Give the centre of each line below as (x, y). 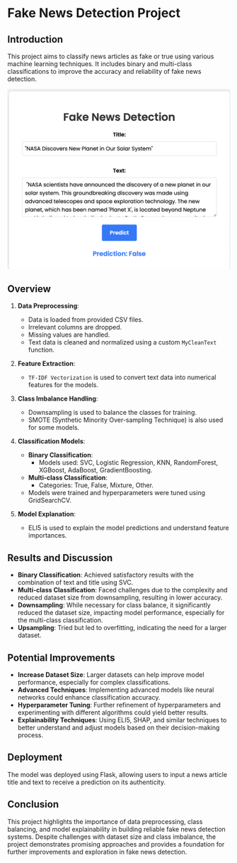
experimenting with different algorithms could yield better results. (113, 712)
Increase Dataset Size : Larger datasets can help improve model (111, 675)
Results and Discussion (60, 558)
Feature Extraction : (46, 364)
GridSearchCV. (50, 500)
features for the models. (63, 385)
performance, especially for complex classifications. (94, 682)
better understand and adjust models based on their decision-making (118, 727)
